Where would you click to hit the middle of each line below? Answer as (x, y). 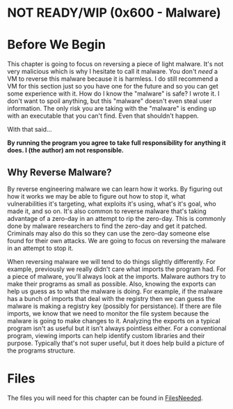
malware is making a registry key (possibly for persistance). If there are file (114, 306)
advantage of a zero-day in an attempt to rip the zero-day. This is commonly (116, 218)
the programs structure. (41, 350)
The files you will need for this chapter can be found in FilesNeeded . (105, 398)
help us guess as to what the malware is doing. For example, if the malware (115, 291)
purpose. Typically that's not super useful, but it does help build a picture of (116, 343)
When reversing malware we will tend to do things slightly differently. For (111, 261)
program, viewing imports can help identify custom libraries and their (106, 335)
